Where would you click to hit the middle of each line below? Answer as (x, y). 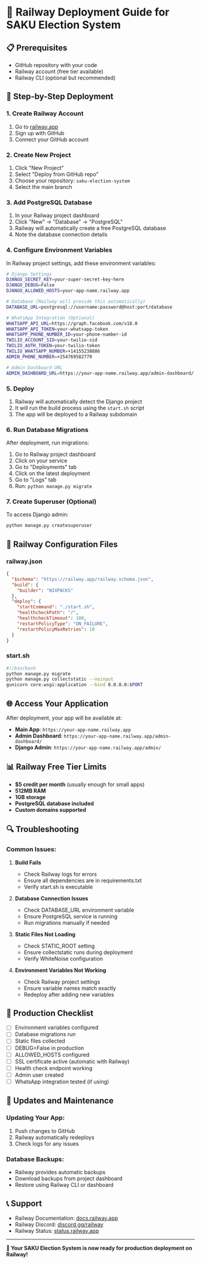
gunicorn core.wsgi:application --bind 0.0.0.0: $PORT (75, 685)
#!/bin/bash (21, 668)
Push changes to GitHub (45, 1131)
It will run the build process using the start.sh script (80, 408)
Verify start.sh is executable (58, 887)
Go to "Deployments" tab (46, 467)
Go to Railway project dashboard (55, 455)
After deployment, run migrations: (48, 443)
